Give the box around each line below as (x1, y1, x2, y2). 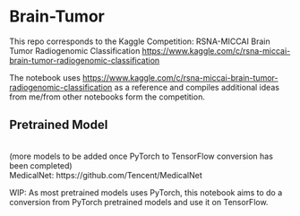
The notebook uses (9, 72, 81, 82)
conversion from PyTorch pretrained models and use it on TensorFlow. (9, 196, 269, 207)
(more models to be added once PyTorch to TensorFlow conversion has (9, 151, 273, 161)
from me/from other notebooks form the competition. (9, 91, 206, 102)
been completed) (9, 160, 73, 171)
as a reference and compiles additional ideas (114, 82, 280, 92)
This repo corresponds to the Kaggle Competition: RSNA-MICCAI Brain (9, 36, 270, 47)
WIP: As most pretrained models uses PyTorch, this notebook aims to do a (9, 186, 283, 198)
